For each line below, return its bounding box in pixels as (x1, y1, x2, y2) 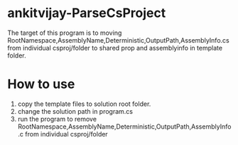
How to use (7, 76, 75, 92)
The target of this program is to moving (7, 28, 122, 37)
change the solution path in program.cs (17, 107, 134, 115)
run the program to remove (17, 114, 97, 123)
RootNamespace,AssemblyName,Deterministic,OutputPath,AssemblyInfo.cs (7, 36, 229, 44)
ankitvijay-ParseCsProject (7, 5, 166, 21)
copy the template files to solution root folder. (17, 100, 151, 108)
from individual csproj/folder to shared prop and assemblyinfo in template (7, 43, 222, 52)
